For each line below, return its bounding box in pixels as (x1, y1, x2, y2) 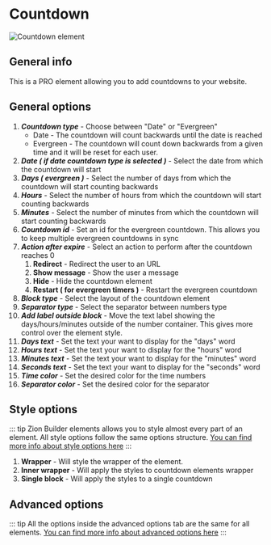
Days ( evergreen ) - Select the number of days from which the (20, 173, 231, 183)
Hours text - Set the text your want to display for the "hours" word (20, 344, 242, 354)
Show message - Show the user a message (32, 268, 179, 277)
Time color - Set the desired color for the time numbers (20, 370, 206, 380)
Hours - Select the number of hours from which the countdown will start (20, 190, 261, 200)
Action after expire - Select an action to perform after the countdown (20, 242, 252, 251)
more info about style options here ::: (9, 441, 132, 451)
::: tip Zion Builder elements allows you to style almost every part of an (9, 424, 243, 433)
